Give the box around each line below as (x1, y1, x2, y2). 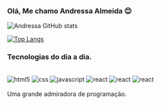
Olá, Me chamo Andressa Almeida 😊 (7, 6, 132, 16)
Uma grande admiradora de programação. (7, 89, 127, 98)
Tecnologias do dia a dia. (7, 52, 92, 62)
